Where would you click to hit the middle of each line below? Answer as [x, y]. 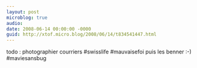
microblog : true [27, 18]
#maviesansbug [27, 58]
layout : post [23, 12]
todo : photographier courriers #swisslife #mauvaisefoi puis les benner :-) [99, 52]
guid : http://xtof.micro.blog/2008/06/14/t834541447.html [81, 35]
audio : [15, 23]
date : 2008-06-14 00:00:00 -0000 [49, 29]
